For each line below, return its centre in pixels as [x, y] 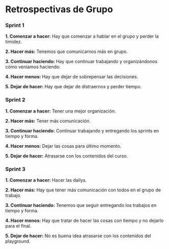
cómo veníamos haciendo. [33, 67]
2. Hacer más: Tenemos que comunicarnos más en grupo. [67, 51]
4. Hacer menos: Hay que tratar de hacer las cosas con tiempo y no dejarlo [84, 220]
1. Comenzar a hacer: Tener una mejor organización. [61, 111]
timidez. [13, 42]
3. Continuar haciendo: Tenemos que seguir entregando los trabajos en [81, 205]
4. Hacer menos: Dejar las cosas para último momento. [63, 146]
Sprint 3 [15, 169]
